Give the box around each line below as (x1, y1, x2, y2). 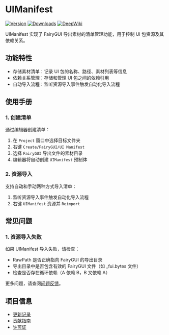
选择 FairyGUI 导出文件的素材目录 (12, 150, 83, 156)
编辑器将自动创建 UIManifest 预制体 (12, 157, 88, 163)
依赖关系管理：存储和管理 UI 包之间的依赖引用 (12, 75, 109, 81)
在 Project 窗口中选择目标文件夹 (12, 137, 80, 143)
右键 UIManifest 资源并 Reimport (12, 200, 80, 206)
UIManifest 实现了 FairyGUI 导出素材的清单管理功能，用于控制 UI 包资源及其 (5, 31, 164, 37)
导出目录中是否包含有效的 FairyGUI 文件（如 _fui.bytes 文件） (12, 263, 142, 269)
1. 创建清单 (5, 114, 32, 121)
